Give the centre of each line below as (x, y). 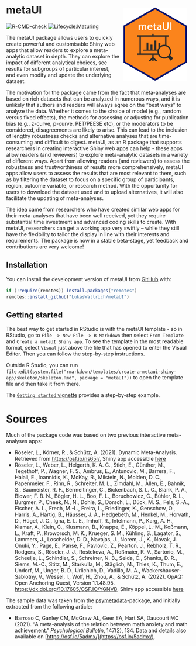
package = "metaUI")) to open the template (131, 378)
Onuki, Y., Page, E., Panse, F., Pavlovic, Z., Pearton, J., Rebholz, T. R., (98, 546)
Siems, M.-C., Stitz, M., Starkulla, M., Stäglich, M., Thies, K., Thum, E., (99, 564)
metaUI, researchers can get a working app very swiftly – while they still (93, 228)
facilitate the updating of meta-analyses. (55, 198)
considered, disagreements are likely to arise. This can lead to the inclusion (97, 130)
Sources (27, 419)
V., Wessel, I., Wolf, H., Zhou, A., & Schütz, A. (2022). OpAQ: (111, 577)
